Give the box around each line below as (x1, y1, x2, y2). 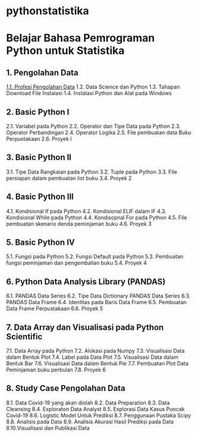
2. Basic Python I (6, 107, 69, 117)
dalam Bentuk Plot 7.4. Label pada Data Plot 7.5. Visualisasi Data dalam (6, 353, 179, 361)
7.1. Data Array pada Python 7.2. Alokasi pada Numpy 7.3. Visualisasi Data (6, 347, 185, 355)
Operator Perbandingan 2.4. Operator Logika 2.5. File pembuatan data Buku (6, 129, 192, 136)
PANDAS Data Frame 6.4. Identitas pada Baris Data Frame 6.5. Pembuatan (6, 299, 187, 306)
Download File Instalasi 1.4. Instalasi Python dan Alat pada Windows (6, 90, 172, 97)
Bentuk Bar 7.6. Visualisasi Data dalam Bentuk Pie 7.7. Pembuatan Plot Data (6, 360, 189, 367)
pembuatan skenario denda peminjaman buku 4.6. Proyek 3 (6, 220, 152, 227)
